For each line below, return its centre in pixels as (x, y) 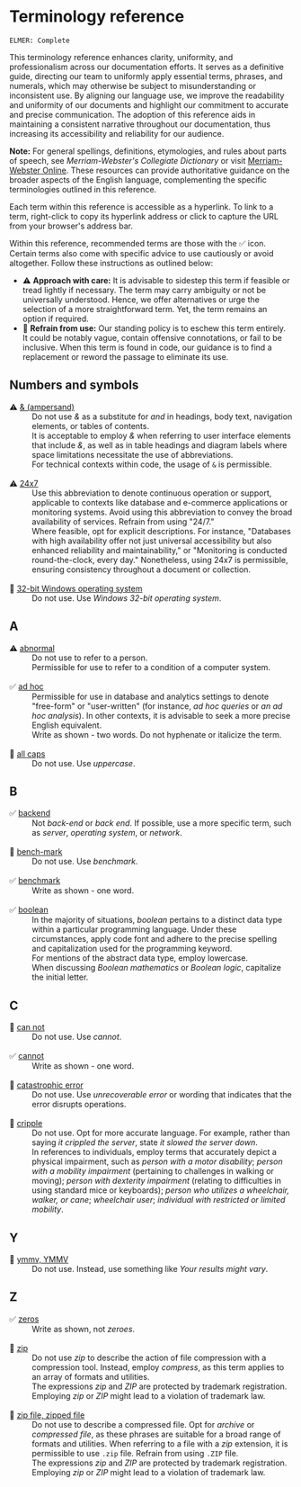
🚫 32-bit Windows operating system (76, 588)
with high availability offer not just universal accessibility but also (152, 541)
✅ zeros (24, 1319)
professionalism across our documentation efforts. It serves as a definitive (147, 67)
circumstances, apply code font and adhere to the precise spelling (155, 939)
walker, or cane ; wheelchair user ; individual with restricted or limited (159, 1200)
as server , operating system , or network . (107, 833)
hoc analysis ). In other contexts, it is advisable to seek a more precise (161, 715)
